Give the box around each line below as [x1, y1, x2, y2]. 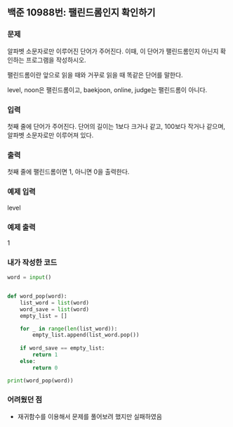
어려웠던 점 [7, 395, 43, 404]
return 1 [32, 351, 58, 359]
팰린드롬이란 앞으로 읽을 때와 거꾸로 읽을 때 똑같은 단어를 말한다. [7, 70, 184, 79]
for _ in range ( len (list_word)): [20, 325, 118, 332]
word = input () [7, 274, 52, 281]
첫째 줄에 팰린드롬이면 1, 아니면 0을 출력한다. [7, 167, 130, 176]
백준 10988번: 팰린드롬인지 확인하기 [7, 6, 156, 19]
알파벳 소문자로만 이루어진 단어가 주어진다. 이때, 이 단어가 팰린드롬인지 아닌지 [7, 46, 219, 55]
